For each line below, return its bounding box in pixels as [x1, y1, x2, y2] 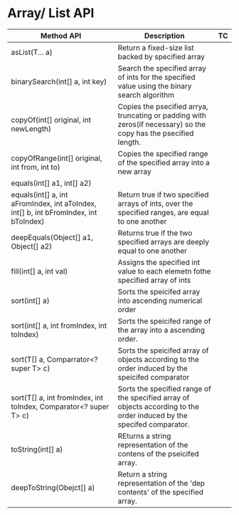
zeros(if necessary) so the [117, 119, 206, 129]
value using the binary [117, 80, 192, 90]
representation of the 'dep [117, 478, 205, 488]
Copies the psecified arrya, [117, 101, 208, 111]
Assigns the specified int [117, 257, 201, 267]
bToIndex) [11, 216, 45, 226]
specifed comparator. [117, 419, 190, 429]
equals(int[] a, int [11, 189, 68, 199]
